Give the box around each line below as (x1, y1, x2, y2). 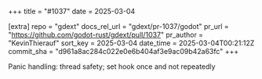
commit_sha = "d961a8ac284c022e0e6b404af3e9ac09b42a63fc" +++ (8, 47, 239, 56)
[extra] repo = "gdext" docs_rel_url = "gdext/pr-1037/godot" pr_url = (8, 22, 229, 31)
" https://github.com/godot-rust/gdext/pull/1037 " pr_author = (8, 31, 204, 39)
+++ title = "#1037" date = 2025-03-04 (8, 7, 136, 16)
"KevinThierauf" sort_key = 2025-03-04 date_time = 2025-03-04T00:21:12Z (8, 38, 255, 48)
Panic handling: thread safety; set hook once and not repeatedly (8, 62, 216, 71)
